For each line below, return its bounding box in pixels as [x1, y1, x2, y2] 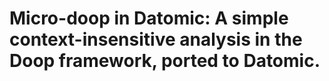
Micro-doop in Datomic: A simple [9, 7, 289, 30]
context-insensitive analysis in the [9, 28, 303, 51]
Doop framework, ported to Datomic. [9, 50, 321, 72]
